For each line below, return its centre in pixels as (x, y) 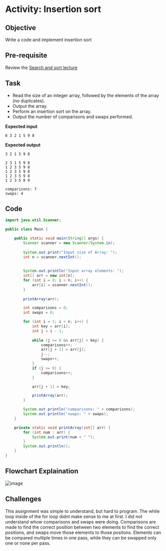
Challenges (23, 499)
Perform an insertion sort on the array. (52, 111)
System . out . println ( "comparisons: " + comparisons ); (79, 409)
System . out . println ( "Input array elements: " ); (73, 271)
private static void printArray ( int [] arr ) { (62, 428)
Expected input (21, 126)
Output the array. (30, 106)
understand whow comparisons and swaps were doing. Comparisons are (80, 521)
